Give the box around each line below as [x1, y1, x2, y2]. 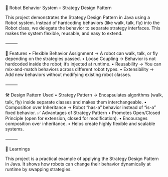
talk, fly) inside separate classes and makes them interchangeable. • [5, 99, 147, 105]
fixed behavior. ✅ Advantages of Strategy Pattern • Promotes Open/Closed [5, 110, 160, 115]
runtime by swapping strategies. [5, 166, 72, 172]
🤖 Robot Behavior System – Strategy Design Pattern [5, 5, 112, 10]
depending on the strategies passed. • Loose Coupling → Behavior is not [5, 55, 156, 61]
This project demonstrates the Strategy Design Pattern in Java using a [5, 14, 150, 20]
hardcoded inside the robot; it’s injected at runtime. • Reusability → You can [5, 61, 161, 67]
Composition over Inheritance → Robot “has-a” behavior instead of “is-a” [5, 104, 156, 110]
